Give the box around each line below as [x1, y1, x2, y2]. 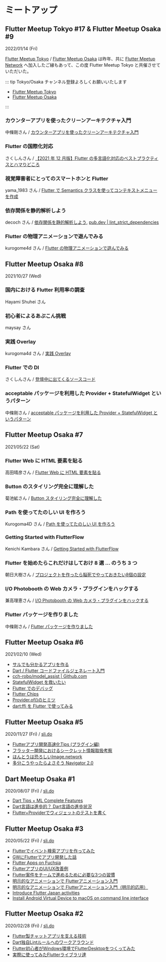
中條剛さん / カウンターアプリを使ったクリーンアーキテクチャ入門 [5, 129, 139, 135]
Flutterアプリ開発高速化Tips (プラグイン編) [12, 741, 100, 747]
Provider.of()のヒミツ [12, 697, 56, 703]
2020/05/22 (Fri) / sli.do [5, 837, 55, 843]
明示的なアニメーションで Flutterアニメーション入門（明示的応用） [12, 884, 149, 890]
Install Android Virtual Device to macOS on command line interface [12, 895, 149, 901]
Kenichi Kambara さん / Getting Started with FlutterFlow [5, 545, 119, 552]
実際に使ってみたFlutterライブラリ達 [12, 952, 87, 958]
